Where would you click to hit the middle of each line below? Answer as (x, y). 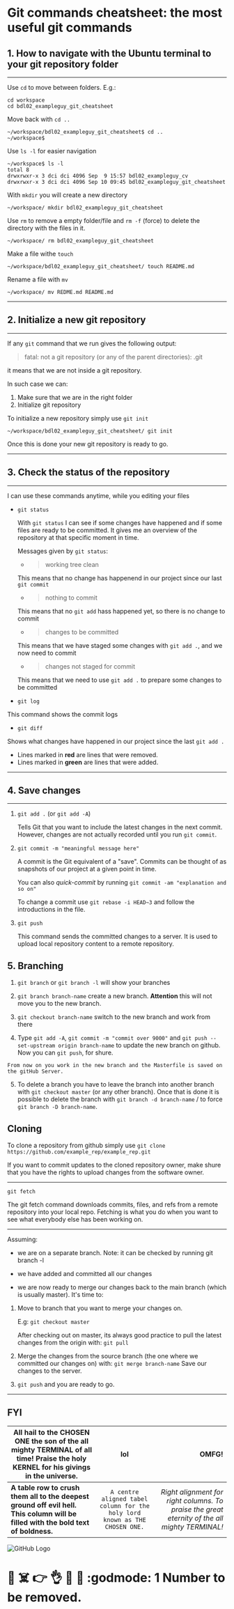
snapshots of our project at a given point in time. (87, 869)
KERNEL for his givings (52, 1467)
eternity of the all (195, 1518)
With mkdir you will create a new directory (67, 195)
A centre (125, 1492)
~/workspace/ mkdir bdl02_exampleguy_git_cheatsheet (85, 208)
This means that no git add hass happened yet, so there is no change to (121, 611)
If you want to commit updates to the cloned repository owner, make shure (114, 1165)
